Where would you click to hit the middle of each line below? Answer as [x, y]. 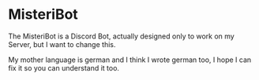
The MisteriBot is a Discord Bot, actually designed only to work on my [121, 36]
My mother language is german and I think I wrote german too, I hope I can [130, 60]
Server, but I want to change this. [62, 44]
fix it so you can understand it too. [64, 67]
